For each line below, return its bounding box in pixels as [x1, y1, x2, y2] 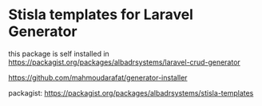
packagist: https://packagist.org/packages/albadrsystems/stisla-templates [8, 88, 254, 97]
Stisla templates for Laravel [8, 6, 194, 24]
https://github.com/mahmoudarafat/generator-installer [8, 73, 188, 82]
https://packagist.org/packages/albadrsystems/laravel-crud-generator [8, 57, 241, 67]
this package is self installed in [8, 49, 109, 58]
